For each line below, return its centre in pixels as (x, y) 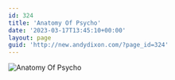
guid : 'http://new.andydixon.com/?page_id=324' (89, 45)
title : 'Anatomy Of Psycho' (55, 23)
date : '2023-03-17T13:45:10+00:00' (67, 30)
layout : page (30, 38)
